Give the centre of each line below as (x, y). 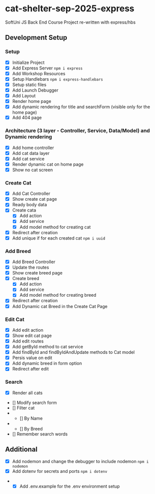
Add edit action (28, 330)
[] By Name (31, 418)
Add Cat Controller (31, 194)
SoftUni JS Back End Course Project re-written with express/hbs (70, 22)
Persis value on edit (32, 358)
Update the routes (31, 267)
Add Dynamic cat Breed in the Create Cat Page (60, 306)
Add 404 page (27, 118)
